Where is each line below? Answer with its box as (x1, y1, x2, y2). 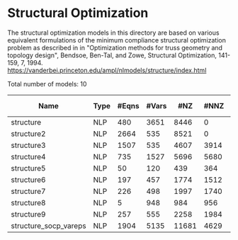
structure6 (11, 175, 46, 185)
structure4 (11, 152, 46, 161)
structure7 (11, 186, 46, 196)
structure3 (11, 140, 46, 150)
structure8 (11, 198, 46, 207)
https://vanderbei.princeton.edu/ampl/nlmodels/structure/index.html (7, 66, 207, 74)
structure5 (11, 163, 46, 173)
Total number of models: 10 (7, 79, 87, 88)
